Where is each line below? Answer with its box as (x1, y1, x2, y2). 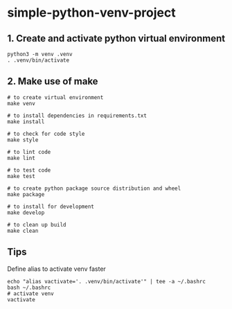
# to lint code (7, 148, 51, 155)
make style (7, 136, 39, 143)
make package (7, 191, 45, 198)
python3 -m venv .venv (7, 51, 73, 58)
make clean (7, 227, 39, 234)
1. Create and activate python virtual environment (7, 33, 226, 44)
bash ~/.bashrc (7, 284, 51, 291)
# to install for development (7, 203, 95, 210)
